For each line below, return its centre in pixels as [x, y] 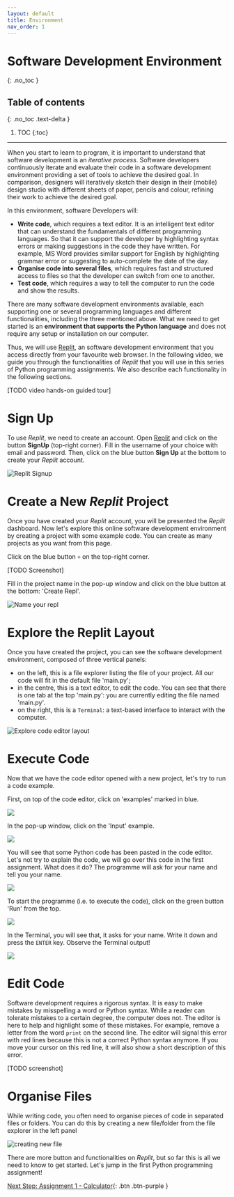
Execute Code [48, 759]
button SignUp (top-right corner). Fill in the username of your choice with [112, 445]
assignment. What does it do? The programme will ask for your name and [112, 867]
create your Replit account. [46, 460]
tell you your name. [35, 874]
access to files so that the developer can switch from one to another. [116, 276]
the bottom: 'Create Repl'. [44, 591]
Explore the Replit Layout [81, 633]
